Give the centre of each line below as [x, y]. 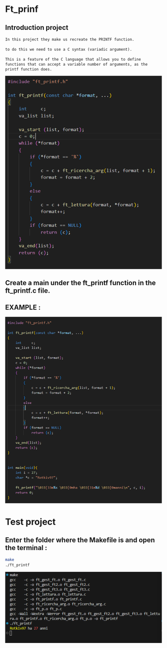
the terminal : [26, 548]
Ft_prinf [22, 9]
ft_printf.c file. [28, 291]
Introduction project [37, 28]
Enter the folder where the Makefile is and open [80, 540]
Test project [31, 522]
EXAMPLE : [23, 307]
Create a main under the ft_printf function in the [81, 283]
